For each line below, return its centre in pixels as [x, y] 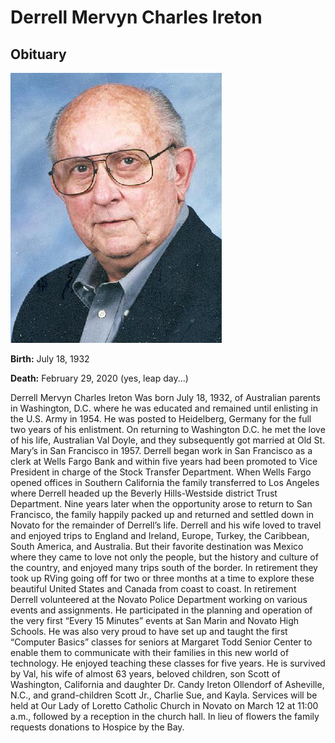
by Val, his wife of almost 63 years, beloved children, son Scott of [145, 674]
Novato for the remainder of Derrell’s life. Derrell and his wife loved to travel [166, 525]
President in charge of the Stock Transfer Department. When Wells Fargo [161, 472]
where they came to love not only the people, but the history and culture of [164, 557]
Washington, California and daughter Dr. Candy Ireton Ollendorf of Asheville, [167, 684]
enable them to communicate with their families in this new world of [150, 652]
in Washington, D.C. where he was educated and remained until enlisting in [164, 408]
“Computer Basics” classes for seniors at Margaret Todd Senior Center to [161, 642]
